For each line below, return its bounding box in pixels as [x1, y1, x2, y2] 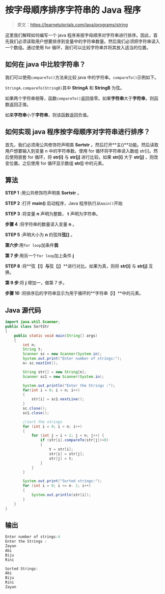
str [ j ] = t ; [49, 456, 74, 461]
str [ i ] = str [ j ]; [49, 451, 84, 456]
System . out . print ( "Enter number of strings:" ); [23, 356, 122, 361]
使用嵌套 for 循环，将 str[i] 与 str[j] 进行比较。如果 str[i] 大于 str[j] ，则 [9, 154, 154, 160]
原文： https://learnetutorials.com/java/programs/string [17, 22, 128, 28]
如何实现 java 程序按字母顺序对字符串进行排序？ [5, 128, 151, 136]
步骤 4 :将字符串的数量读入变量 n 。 [5, 221, 77, 227]
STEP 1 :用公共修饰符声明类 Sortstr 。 [5, 190, 82, 196]
